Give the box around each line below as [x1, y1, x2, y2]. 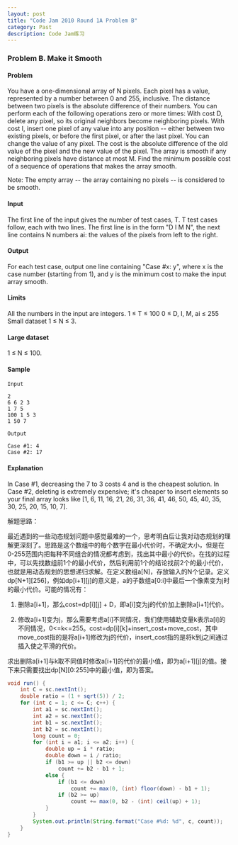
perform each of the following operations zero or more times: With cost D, [7, 109, 223, 118]
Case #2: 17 [7, 449, 42, 456]
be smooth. [7, 183, 41, 192]
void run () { [7, 679, 46, 687]
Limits [7, 293, 26, 302]
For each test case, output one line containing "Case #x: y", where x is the [7, 262, 224, 271]
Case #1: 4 [7, 443, 40, 450]
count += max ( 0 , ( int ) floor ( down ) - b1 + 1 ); [70, 785, 211, 792]
